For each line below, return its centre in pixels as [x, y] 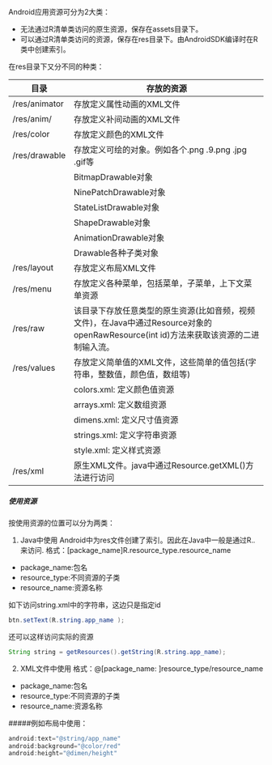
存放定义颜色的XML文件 [119, 134]
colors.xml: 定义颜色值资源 [124, 389]
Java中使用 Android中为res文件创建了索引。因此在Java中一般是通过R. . [138, 540]
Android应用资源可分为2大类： [59, 12]
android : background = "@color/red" [65, 746]
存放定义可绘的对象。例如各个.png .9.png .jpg [160, 150]
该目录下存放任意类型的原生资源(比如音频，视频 [164, 310]
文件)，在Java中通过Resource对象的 [143, 323]
